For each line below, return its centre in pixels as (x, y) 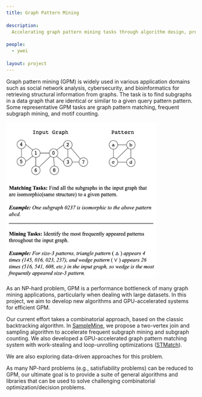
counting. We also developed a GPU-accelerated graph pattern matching (97, 338)
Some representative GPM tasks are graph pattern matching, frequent (93, 107)
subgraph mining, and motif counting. (53, 113)
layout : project (26, 63)
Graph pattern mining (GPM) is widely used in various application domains (98, 81)
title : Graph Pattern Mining (43, 13)
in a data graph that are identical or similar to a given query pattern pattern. (99, 101)
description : (23, 25)
